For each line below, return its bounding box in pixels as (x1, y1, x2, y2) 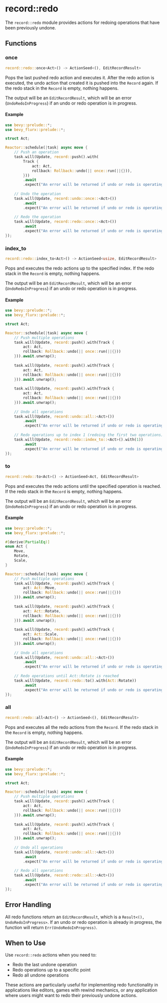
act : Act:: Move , (23, 585, 57, 590)
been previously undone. (5, 24, 56, 30)
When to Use (5, 939, 46, 947)
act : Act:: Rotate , (23, 608, 61, 613)
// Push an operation (14, 150, 59, 155)
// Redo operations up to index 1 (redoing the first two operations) (14, 432, 164, 437)
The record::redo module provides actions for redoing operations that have (5, 19, 160, 25)
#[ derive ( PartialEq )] (5, 539, 50, 545)
